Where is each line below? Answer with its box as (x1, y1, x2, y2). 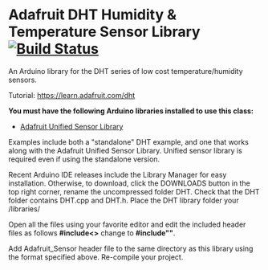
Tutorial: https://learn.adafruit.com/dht (8, 90, 136, 100)
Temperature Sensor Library (8, 22, 201, 41)
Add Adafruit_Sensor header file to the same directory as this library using (8, 243, 254, 253)
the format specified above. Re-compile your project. (8, 252, 184, 262)
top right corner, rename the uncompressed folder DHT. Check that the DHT (8, 186, 260, 196)
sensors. (8, 75, 38, 84)
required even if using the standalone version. (8, 154, 160, 164)
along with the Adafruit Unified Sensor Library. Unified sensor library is (8, 145, 242, 155)
